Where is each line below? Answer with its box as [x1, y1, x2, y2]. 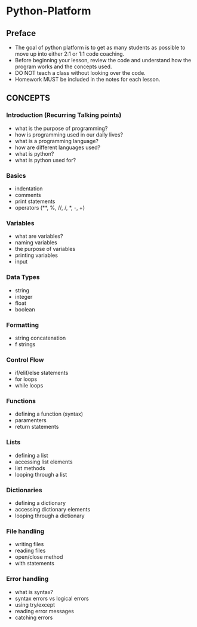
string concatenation [14, 334, 66, 341]
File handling [6, 527, 45, 535]
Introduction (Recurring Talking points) [6, 111, 122, 119]
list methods [14, 464, 46, 471]
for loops [14, 375, 38, 383]
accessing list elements [14, 458, 73, 465]
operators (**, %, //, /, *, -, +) [14, 204, 85, 211]
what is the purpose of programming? [14, 125, 108, 132]
